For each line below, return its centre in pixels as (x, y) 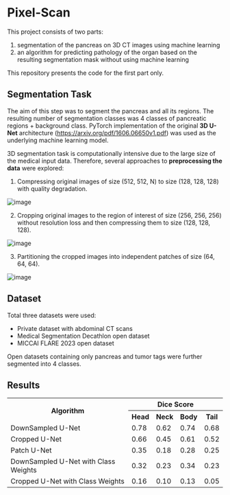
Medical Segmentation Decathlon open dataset (83, 336)
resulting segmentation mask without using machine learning (103, 59)
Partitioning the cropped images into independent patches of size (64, (116, 256)
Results (24, 385)
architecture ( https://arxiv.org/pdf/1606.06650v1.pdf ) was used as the (118, 133)
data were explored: (36, 168)
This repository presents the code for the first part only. (86, 73)
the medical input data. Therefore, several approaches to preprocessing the (115, 161)
